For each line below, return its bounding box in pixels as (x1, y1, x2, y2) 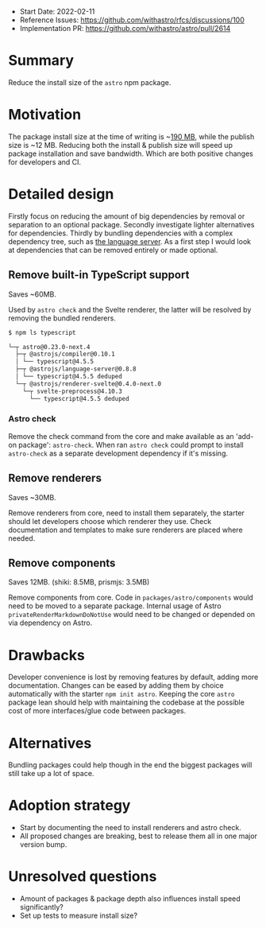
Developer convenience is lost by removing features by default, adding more (8, 672, 259, 682)
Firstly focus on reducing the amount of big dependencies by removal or (8, 211, 245, 221)
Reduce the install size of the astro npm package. (8, 77, 172, 87)
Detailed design (8, 185, 114, 204)
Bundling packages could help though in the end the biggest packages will (8, 760, 253, 770)
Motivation (8, 106, 82, 124)
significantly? (19, 903, 64, 912)
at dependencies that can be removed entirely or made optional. (8, 245, 218, 254)
